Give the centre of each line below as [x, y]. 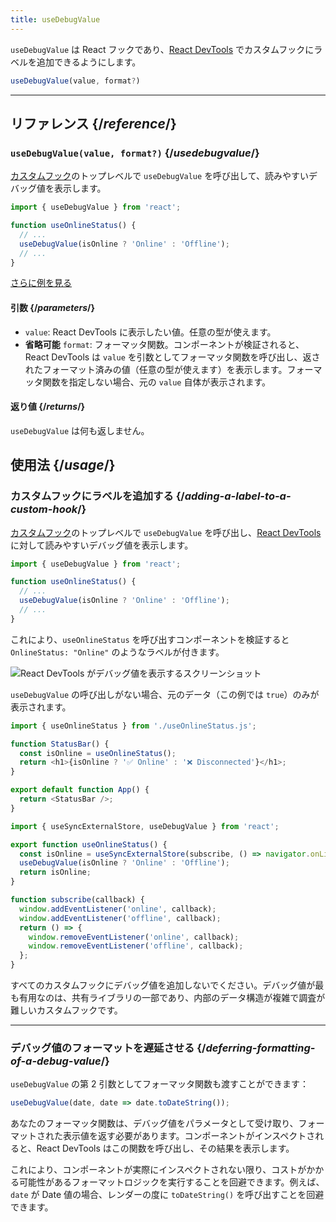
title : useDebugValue [55, 19]
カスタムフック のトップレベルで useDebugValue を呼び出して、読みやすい [160, 176]
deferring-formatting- [260, 1048]
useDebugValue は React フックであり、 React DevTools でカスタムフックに [162, 49]
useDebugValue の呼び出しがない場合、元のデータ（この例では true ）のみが [165, 694]
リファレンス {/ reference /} [93, 123]
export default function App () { [80, 790]
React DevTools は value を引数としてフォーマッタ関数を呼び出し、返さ [172, 357]
